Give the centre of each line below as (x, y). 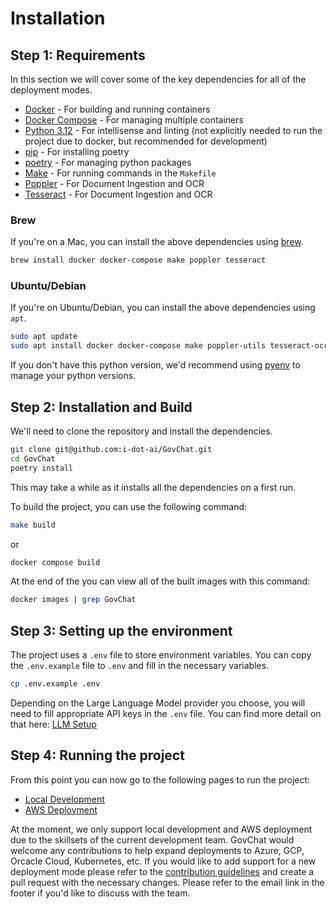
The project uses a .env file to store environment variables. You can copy (161, 655)
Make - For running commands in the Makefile (120, 173)
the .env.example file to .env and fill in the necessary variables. (140, 666)
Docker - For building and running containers (117, 109)
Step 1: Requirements (78, 55)
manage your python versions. (73, 376)
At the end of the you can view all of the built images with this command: (160, 581)
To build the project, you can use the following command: (129, 506)
